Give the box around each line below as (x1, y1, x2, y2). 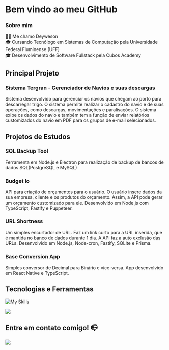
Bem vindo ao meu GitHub (5, 4, 118, 15)
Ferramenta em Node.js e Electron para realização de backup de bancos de (5, 159, 164, 165)
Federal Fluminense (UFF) (5, 46, 60, 53)
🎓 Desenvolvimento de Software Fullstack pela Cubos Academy (5, 52, 142, 58)
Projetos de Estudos (5, 132, 70, 141)
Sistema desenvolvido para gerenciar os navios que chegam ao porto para (5, 96, 162, 102)
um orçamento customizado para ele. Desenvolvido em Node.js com (5, 200, 149, 206)
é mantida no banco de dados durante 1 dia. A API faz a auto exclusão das (5, 235, 161, 241)
